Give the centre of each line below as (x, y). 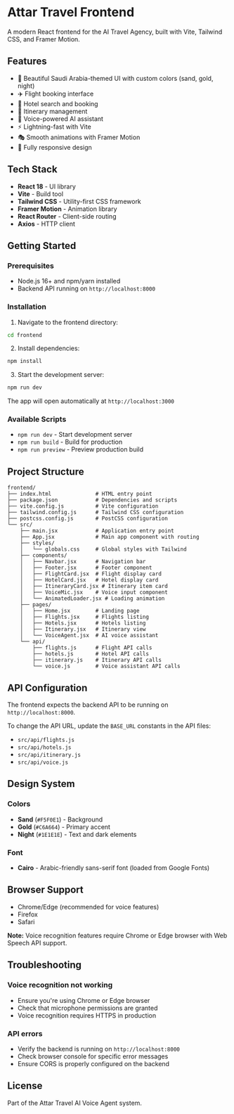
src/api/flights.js (46, 740)
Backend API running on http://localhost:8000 (86, 288)
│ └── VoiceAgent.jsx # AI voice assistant (89, 636)
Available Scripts (37, 419)
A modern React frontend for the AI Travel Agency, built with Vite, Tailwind (115, 32)
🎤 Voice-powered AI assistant (60, 119)
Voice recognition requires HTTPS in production (87, 1015)
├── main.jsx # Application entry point (97, 531)
